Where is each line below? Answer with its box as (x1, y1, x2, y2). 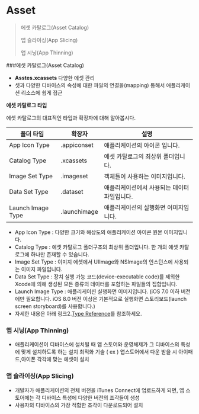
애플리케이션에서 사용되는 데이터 (104, 183, 190, 191)
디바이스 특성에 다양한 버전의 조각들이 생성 (41, 394, 140, 401)
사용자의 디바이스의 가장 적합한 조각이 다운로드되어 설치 (14, 401, 143, 409)
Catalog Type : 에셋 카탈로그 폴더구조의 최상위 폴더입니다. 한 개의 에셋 (14, 243, 179, 251)
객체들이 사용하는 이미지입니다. (104, 172, 185, 181)
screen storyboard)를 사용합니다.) (14, 303, 96, 310)
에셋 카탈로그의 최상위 (104, 152, 162, 161)
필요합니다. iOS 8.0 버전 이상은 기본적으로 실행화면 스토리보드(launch (25, 295, 187, 302)
